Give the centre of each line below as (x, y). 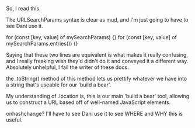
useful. (14, 120)
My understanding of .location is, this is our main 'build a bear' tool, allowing (98, 96)
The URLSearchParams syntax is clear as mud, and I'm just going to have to (97, 20)
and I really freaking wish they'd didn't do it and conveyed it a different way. (97, 61)
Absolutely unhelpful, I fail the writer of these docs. (68, 67)
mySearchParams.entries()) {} (42, 44)
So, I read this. (23, 8)
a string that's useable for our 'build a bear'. (59, 85)
